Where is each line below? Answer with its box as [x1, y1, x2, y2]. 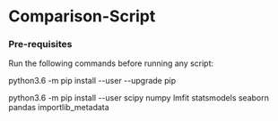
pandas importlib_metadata [8, 102, 109, 113]
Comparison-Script [8, 6, 156, 27]
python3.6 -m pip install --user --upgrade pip [8, 76, 177, 86]
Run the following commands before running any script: [8, 58, 214, 69]
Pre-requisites [8, 38, 73, 51]
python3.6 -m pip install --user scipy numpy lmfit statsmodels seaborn [8, 93, 270, 103]
